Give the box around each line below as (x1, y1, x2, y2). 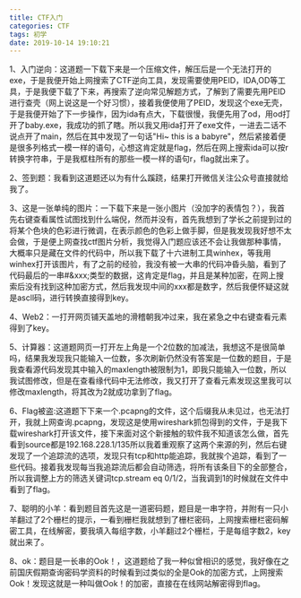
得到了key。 (9, 323, 55, 334)
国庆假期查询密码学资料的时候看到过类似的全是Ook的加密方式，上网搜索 (16, 567, 284, 578)
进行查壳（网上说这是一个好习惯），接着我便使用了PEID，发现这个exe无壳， (9, 98, 288, 108)
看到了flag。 (9, 484, 56, 495)
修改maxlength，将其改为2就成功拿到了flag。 (9, 386, 177, 397)
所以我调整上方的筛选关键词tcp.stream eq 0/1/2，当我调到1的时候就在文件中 (9, 472, 288, 484)
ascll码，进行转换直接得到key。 (16, 292, 134, 303)
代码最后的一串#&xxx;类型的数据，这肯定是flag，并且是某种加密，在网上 (9, 270, 277, 281)
